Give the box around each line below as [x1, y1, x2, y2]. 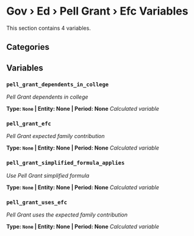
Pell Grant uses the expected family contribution [6, 211, 128, 218]
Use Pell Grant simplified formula [6, 172, 90, 179]
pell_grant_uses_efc [6, 199, 68, 206]
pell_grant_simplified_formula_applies [6, 159, 125, 167]
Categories [6, 42, 50, 52]
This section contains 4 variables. [6, 24, 92, 32]
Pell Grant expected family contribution [6, 133, 105, 140]
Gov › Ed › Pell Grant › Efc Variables [6, 4, 189, 18]
